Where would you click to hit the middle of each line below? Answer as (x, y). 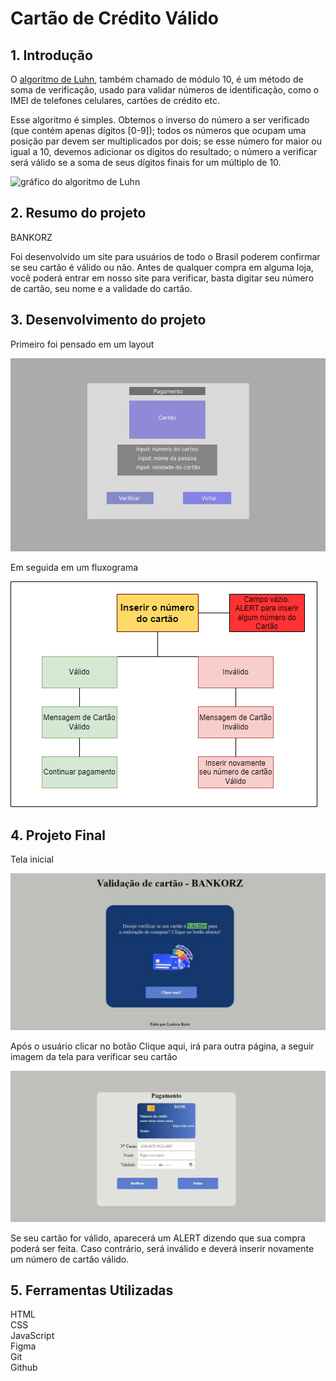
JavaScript (32, 1336)
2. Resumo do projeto (78, 213)
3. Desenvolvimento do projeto (108, 320)
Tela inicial (32, 859)
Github (24, 1368)
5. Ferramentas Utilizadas (92, 1290)
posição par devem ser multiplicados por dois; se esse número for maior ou (166, 141)
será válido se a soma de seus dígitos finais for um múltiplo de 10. (146, 162)
